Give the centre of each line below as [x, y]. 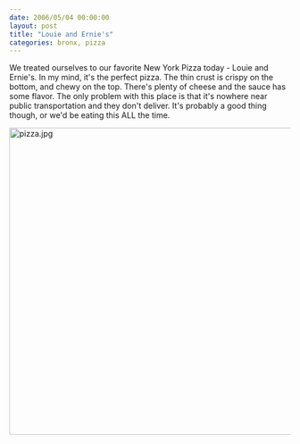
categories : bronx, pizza [57, 42]
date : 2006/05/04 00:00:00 [59, 17]
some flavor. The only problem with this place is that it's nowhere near [138, 96]
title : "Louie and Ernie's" [62, 34]
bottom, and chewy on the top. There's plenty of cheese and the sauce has [148, 87]
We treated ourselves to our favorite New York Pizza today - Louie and [139, 68]
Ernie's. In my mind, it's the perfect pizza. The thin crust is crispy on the [142, 78]
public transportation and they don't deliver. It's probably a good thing [138, 106]
